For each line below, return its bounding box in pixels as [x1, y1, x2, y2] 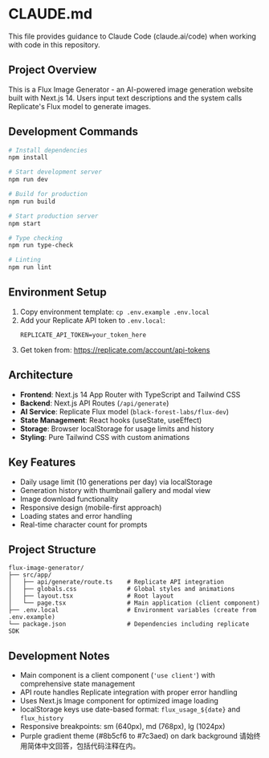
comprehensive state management [19, 679, 136, 689]
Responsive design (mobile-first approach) [19, 503, 162, 512]
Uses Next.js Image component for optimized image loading [19, 696, 219, 706]
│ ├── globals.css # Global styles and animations [8, 585, 235, 593]
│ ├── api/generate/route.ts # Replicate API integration [8, 578, 225, 586]
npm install [8, 153, 48, 161]
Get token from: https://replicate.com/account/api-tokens [19, 344, 210, 354]
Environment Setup [8, 286, 107, 300]
